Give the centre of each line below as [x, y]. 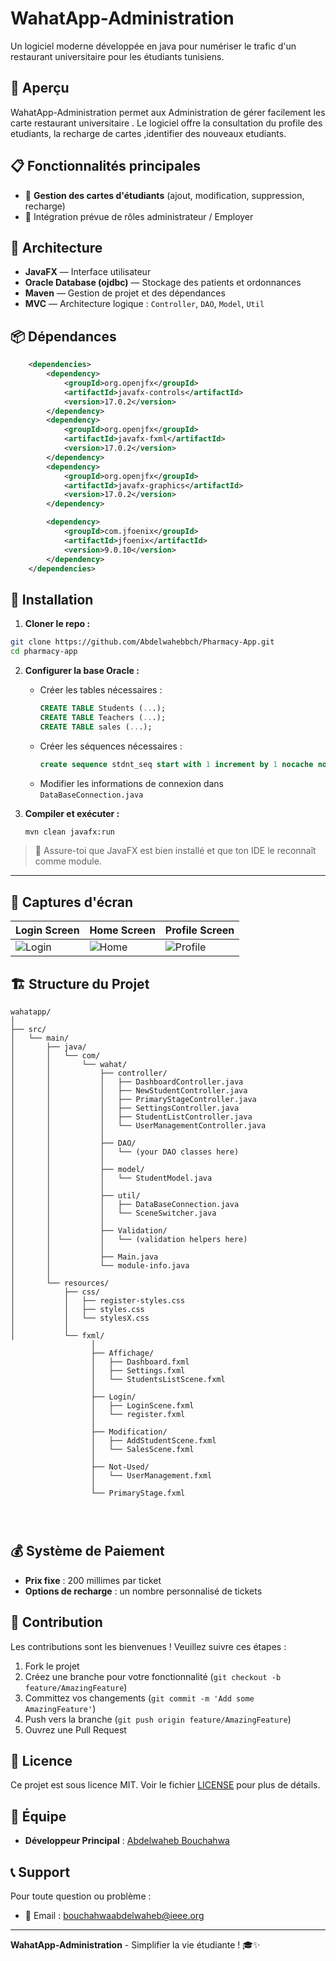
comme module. [68, 861]
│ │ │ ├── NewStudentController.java [129, 1091]
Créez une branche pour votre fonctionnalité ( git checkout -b [153, 1676]
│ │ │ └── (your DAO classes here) [125, 1152]
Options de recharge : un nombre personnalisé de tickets [143, 1591]
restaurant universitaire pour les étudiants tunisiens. [117, 56]
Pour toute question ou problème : [81, 1896]
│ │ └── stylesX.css [80, 1318]
